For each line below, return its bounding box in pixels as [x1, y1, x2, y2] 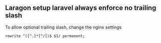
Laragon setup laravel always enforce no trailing [5, 4, 157, 12]
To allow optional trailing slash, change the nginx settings [5, 24, 122, 30]
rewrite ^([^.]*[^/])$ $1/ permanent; [5, 33, 85, 38]
